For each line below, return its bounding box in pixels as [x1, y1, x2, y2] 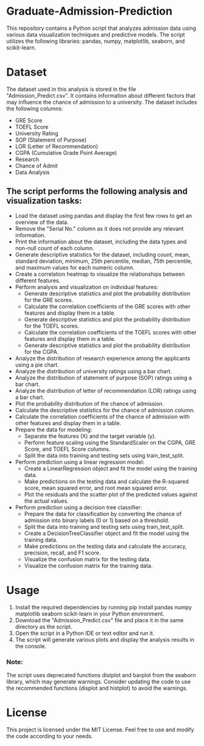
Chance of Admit [15, 162, 58, 169]
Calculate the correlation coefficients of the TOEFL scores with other [24, 328, 197, 336]
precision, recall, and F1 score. [24, 549, 101, 556]
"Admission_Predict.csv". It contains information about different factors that [6, 91, 196, 99]
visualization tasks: [6, 196, 82, 206]
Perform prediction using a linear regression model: [15, 458, 145, 465]
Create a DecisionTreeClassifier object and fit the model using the [24, 529, 190, 537]
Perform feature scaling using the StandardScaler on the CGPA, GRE [24, 439, 196, 446]
